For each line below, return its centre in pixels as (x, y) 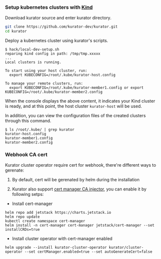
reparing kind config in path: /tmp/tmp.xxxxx (53, 54)
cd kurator (16, 31)
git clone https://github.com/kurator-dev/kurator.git (61, 27)
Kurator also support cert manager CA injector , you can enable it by (79, 189)
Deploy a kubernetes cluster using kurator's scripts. (57, 41)
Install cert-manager (32, 204)
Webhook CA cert (26, 155)
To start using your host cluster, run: (46, 71)
